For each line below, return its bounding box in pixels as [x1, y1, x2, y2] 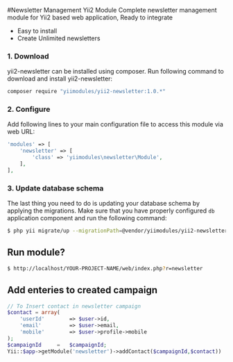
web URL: [7, 128, 35, 136]
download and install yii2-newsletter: [7, 74, 113, 83]
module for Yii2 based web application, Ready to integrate [7, 13, 173, 22]
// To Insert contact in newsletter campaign [7, 302, 141, 310]
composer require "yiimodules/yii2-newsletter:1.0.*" [7, 88, 166, 95]
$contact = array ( [7, 309, 60, 316]
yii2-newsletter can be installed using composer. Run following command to [7, 67, 224, 76]
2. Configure [7, 104, 51, 114]
